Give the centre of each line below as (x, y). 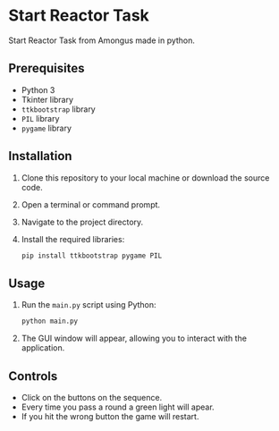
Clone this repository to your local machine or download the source (145, 177)
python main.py (50, 321)
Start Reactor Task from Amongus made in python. (102, 40)
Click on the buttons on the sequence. (92, 397)
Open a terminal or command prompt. (91, 204)
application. (43, 348)
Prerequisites (46, 68)
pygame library (46, 128)
